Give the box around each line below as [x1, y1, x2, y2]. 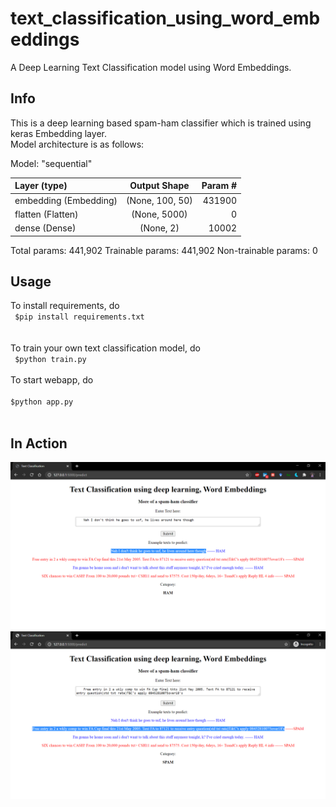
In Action [10, 435, 68, 452]
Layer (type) [14, 180, 68, 192]
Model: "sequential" [10, 157, 93, 169]
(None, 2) [139, 222, 180, 234]
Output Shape [129, 180, 190, 192]
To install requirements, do [10, 300, 120, 312]
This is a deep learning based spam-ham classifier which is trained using [10, 117, 312, 129]
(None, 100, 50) [126, 194, 193, 206]
